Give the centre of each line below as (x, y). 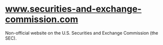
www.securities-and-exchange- (73, 9)
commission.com (42, 19)
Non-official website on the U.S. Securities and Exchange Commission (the (82, 33)
